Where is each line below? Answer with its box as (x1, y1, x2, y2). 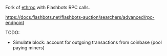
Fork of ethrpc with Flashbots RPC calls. (5, 5, 90, 10)
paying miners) (12, 45, 45, 50)
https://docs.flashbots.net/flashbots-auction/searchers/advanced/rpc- (5, 14, 155, 20)
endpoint (5, 20, 25, 25)
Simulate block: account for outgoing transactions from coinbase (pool (12, 39, 162, 45)
